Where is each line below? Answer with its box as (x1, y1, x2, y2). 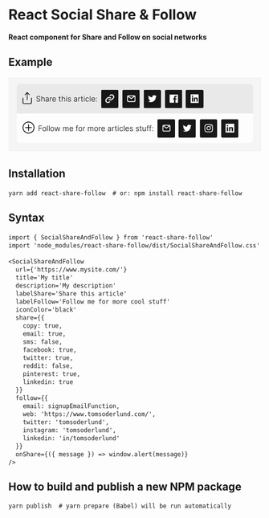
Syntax (8, 211, 45, 225)
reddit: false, (22, 361, 74, 370)
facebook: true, (22, 345, 78, 354)
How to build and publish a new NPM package (8, 479, 243, 493)
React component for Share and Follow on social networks (8, 32, 207, 42)
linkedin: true (22, 377, 74, 386)
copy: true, (22, 321, 63, 330)
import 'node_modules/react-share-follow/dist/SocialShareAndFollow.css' (8, 241, 261, 250)
